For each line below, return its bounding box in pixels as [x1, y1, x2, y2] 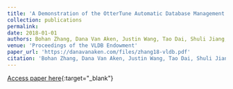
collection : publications [7, 17, 82, 23]
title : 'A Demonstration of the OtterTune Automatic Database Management [7, 10, 225, 17]
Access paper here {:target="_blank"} [7, 74, 114, 82]
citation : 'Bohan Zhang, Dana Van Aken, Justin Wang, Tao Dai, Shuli [7, 55, 213, 62]
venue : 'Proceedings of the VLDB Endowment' [7, 42, 138, 49]
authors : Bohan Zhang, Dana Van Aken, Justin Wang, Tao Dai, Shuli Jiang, [7, 36, 228, 43]
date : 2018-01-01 [7, 29, 58, 37]
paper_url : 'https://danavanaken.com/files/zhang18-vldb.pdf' [7, 49, 191, 56]
